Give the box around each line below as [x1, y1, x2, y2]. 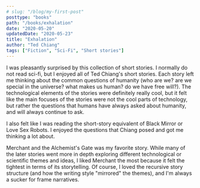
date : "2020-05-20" [6, 25, 55, 32]
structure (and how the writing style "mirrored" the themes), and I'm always [6, 169, 192, 177]
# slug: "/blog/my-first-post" [6, 8, 84, 15]
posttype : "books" [6, 14, 52, 20]
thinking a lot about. [6, 132, 56, 140]
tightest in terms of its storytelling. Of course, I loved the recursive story [6, 163, 183, 170]
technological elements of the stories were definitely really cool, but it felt [6, 89, 187, 96]
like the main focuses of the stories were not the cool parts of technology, [6, 95, 188, 103]
